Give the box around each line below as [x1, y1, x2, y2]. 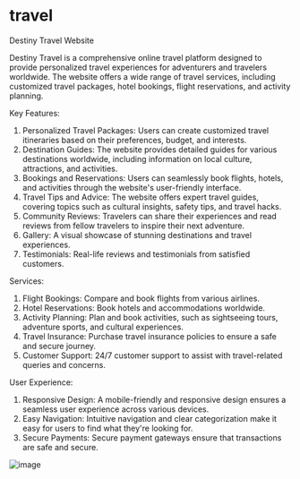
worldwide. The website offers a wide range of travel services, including [9, 71, 276, 81]
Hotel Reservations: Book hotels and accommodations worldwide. [21, 302, 266, 313]
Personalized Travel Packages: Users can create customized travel [21, 124, 270, 135]
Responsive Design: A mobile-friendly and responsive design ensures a [21, 394, 287, 405]
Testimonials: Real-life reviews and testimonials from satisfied [21, 248, 251, 260]
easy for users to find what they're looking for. [21, 423, 193, 433]
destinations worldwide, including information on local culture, [21, 153, 253, 164]
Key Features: [9, 107, 60, 118]
